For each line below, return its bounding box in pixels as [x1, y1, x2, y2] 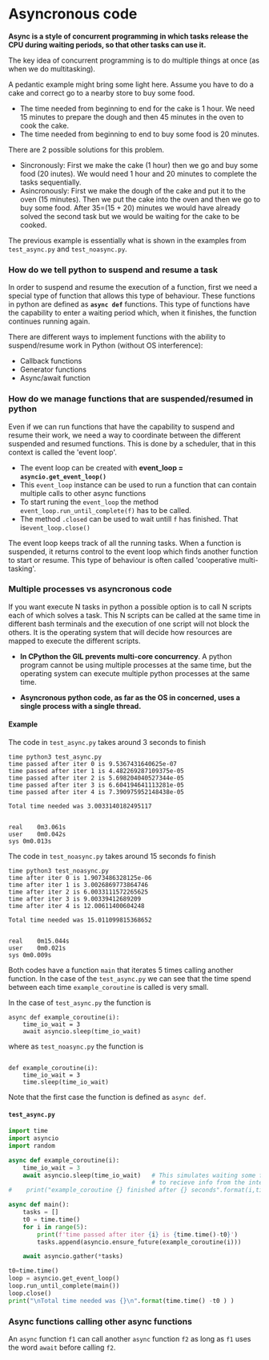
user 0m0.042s [8, 830, 66, 839]
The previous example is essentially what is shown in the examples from [8, 235, 247, 245]
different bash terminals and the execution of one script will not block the [8, 619, 250, 629]
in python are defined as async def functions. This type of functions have [8, 299, 251, 309]
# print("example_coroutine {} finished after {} [8, 1186, 188, 1195]
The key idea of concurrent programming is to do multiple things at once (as [8, 55, 260, 65]
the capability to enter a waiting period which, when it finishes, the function [8, 308, 257, 318]
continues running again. [8, 316, 90, 326]
